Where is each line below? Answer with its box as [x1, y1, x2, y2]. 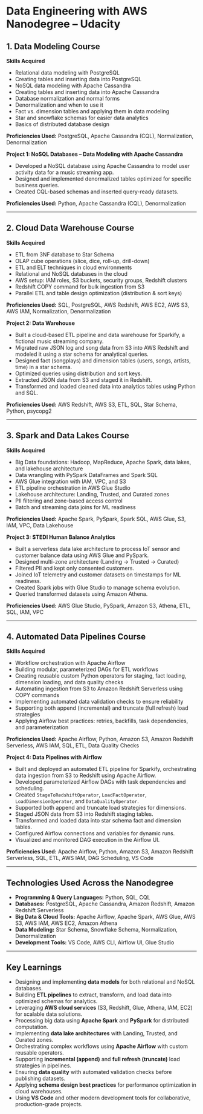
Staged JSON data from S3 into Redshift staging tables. [14, 810, 153, 818]
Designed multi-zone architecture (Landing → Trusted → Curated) [14, 558, 179, 565]
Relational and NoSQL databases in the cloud [14, 270, 128, 277]
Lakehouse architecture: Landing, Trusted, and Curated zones [14, 490, 170, 498]
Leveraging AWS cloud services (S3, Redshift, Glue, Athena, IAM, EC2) [14, 1004, 193, 1012]
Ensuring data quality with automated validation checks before [14, 1069, 172, 1076]
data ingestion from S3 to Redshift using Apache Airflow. [14, 772, 156, 779]
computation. [14, 1023, 48, 1031]
